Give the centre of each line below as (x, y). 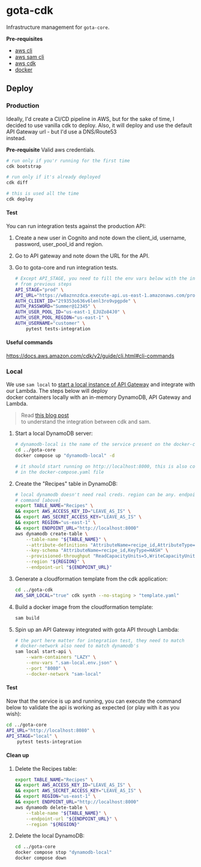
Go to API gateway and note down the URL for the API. (82, 256)
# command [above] (38, 500)
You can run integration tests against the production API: (76, 226)
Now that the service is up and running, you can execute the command (94, 701)
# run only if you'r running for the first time (68, 161)
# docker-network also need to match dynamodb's (77, 646)
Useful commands (29, 342)
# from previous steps (43, 284)
